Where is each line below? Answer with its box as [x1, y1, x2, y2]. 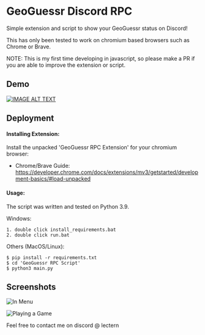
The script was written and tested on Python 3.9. [6, 203, 130, 210]
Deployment [6, 113, 54, 124]
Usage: [6, 189, 26, 197]
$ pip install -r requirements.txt [6, 254, 97, 261]
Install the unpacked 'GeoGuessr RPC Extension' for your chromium [6, 144, 177, 151]
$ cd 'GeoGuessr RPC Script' [6, 260, 81, 266]
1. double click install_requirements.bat [6, 227, 116, 233]
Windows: [6, 214, 32, 222]
